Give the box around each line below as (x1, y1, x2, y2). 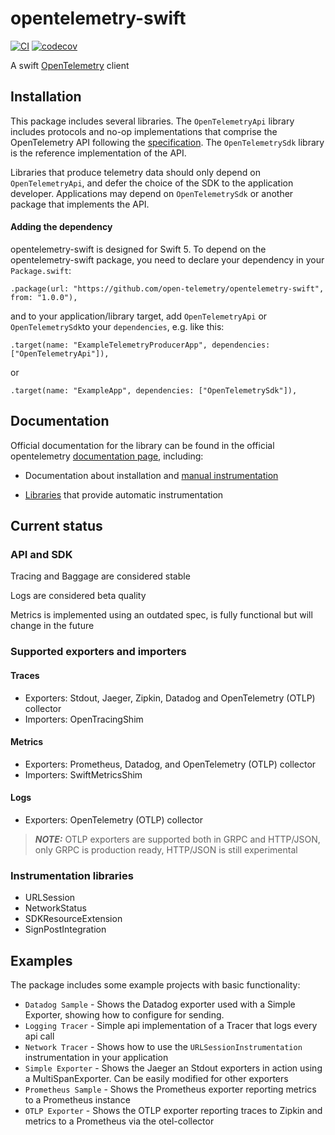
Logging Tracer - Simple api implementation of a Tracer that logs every (24, 1020, 318, 1032)
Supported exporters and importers (10, 645, 187, 659)
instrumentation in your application (24, 1052, 169, 1064)
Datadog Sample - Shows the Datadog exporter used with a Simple (24, 998, 296, 1011)
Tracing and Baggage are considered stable (10, 570, 191, 582)
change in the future (10, 620, 95, 632)
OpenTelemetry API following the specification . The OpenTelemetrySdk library (10, 136, 325, 148)
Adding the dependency (10, 221, 113, 233)
